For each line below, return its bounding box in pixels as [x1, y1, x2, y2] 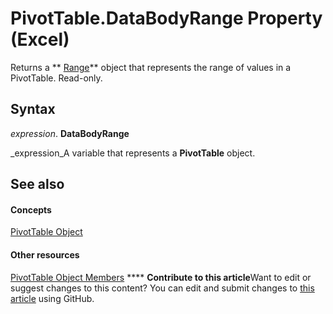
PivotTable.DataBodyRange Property [10, 7, 323, 30]
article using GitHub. [10, 292, 95, 304]
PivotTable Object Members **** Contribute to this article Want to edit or [10, 271, 312, 283]
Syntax [10, 101, 56, 118]
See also [10, 176, 65, 193]
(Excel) [10, 28, 70, 51]
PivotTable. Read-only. [10, 72, 103, 84]
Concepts [10, 203, 52, 216]
